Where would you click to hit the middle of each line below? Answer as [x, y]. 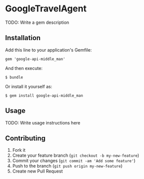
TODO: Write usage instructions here [43, 122]
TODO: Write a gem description [37, 22]
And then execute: [24, 68]
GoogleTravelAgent [46, 9]
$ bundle [14, 77]
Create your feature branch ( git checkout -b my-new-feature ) [76, 155]
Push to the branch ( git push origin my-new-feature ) [67, 166]
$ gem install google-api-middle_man [44, 95]
